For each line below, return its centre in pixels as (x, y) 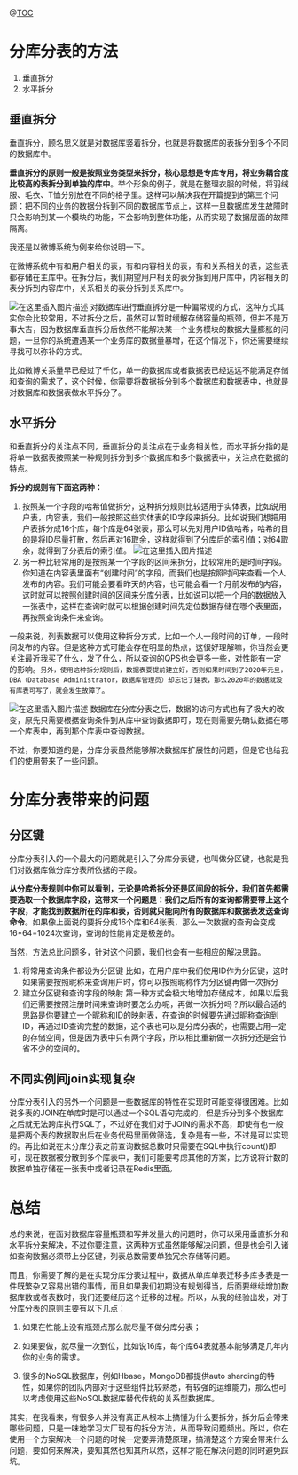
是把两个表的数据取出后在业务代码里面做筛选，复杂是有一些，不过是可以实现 (149, 1135)
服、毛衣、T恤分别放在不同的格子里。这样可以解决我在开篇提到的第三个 (140, 194)
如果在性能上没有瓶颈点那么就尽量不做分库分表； (111, 1328)
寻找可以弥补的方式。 (48, 351)
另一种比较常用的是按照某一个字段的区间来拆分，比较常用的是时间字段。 (154, 561)
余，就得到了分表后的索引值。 (76, 551)
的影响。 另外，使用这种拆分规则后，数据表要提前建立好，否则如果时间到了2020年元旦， (148, 669)
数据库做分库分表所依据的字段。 (83, 869)
